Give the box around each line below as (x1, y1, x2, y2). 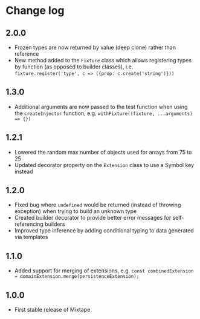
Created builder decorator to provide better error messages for (14, 214, 172, 222)
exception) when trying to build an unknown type (14, 208, 137, 215)
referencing (14, 220, 44, 228)
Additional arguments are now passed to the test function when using (14, 103, 188, 110)
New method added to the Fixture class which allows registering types (14, 57, 192, 64)
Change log (5, 4, 65, 18)
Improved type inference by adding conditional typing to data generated (14, 227, 194, 234)
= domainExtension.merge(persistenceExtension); (14, 274, 140, 280)
